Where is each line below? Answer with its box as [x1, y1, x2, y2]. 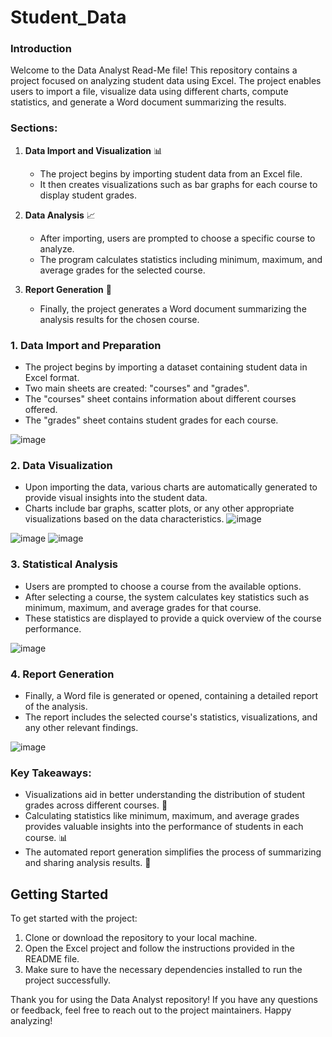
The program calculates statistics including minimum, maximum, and [39, 253, 323, 265]
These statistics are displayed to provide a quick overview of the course [24, 612, 322, 624]
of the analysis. [24, 700, 88, 712]
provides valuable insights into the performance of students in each [24, 821, 304, 833]
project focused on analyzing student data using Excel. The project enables [10, 75, 322, 87]
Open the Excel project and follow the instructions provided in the [24, 942, 295, 955]
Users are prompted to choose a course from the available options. [24, 580, 302, 592]
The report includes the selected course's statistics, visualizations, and [24, 711, 318, 723]
